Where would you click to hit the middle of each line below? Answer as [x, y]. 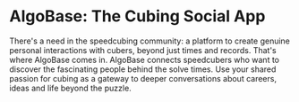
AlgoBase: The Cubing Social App [137, 16]
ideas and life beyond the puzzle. [70, 88]
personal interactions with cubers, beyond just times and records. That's [143, 50]
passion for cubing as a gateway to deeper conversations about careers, [143, 78]
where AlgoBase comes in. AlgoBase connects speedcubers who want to [145, 59]
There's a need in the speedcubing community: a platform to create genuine [150, 41]
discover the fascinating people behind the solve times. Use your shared [143, 69]
